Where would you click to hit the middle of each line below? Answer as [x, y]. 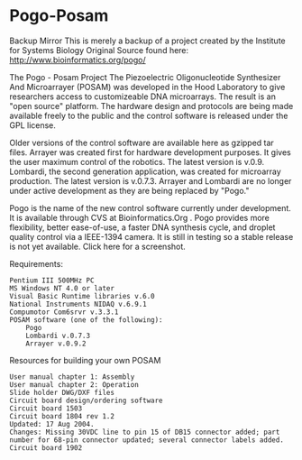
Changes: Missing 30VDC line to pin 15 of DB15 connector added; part [145, 432]
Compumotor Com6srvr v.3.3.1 [64, 312]
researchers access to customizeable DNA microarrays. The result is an [143, 97]
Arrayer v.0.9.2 [56, 344]
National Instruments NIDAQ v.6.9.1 [78, 304]
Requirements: [36, 263]
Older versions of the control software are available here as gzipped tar [142, 143]
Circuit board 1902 [46, 447]
